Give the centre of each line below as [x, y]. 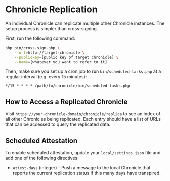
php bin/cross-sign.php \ [32, 48]
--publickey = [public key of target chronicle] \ [67, 57]
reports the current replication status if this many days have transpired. [87, 173]
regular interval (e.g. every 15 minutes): [46, 77]
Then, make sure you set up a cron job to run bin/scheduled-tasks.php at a [83, 71]
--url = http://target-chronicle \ [50, 52]
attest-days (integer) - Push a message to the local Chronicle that [81, 168]
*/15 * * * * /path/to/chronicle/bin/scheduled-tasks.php [68, 86]
